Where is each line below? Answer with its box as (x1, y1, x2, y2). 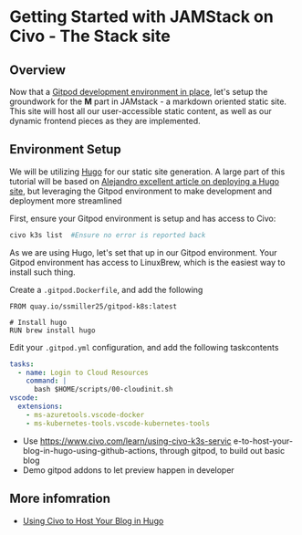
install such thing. (9, 267, 76, 278)
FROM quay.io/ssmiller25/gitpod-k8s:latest (9, 301, 178, 311)
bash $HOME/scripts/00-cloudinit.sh (33, 385, 173, 394)
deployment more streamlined (9, 194, 122, 206)
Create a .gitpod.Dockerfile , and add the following (9, 284, 203, 295)
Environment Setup (9, 142, 121, 157)
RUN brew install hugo (9, 326, 96, 335)
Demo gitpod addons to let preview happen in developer (22, 464, 234, 476)
